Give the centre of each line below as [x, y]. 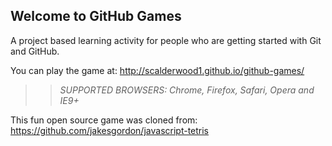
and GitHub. [35, 51]
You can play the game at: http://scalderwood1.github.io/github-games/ [157, 70]
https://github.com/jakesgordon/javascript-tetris [110, 130]
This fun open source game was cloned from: [104, 120]
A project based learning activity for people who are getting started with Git [166, 40]
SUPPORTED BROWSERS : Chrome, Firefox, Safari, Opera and [187, 90]
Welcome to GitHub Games [96, 16]
